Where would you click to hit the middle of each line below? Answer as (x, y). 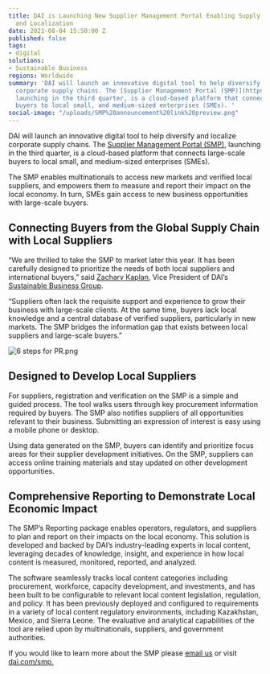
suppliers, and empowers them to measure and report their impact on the (130, 185)
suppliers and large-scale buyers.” (65, 335)
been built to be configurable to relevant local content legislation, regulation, (135, 595)
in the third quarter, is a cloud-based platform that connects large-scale (127, 153)
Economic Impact (53, 509)
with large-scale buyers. (49, 203)
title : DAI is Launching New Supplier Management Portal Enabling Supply (135, 16)
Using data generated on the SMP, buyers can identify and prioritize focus (131, 445)
